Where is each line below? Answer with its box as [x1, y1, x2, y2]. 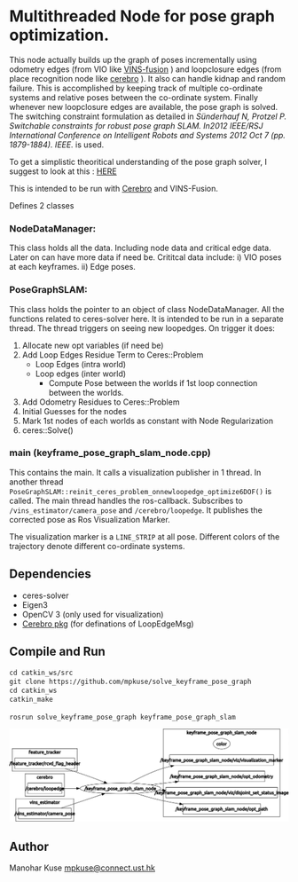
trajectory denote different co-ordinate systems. [9, 540, 185, 551]
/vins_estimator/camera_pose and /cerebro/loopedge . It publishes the [9, 504, 263, 516]
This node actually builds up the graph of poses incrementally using [9, 54, 257, 65]
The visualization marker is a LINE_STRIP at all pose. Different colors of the [9, 531, 280, 542]
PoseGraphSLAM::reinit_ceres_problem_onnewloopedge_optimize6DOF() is [9, 485, 272, 496]
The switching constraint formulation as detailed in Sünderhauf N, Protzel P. [9, 111, 286, 122]
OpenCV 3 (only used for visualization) [21, 609, 164, 619]
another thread [9, 476, 64, 487]
